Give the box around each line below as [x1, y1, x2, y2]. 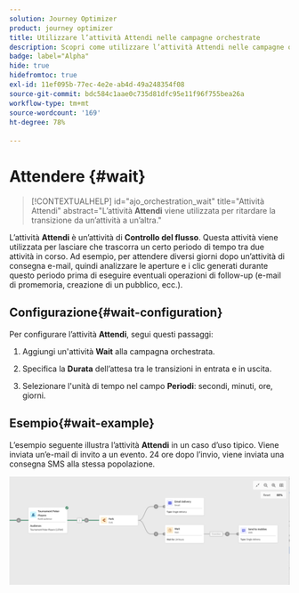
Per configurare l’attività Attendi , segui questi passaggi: [9, 329, 214, 339]
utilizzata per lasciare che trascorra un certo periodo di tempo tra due [9, 241, 265, 253]
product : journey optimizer [9, 23, 114, 33]
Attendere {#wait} [9, 167, 146, 187]
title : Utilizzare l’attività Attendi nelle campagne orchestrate [9, 33, 261, 42]
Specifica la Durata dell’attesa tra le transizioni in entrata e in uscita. [21, 363, 272, 374]
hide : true [9, 61, 50, 70]
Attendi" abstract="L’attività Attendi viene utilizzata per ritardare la [30, 206, 276, 216]
